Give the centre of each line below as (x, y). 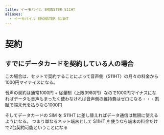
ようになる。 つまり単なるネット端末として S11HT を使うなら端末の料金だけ (82, 121)
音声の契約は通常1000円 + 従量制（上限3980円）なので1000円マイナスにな (81, 93)
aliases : (14, 14)
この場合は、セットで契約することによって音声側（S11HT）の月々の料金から (82, 77)
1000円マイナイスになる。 (31, 82)
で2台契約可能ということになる (36, 128)
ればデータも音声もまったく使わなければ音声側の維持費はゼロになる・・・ (80, 99)
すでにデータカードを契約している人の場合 (69, 64)
